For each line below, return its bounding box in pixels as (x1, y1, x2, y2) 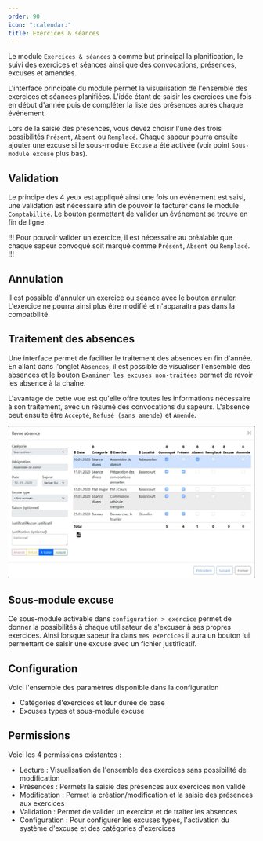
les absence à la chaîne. (8, 378, 86, 388)
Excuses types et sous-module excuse (19, 707, 145, 716)
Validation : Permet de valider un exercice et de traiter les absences (19, 806, 238, 816)
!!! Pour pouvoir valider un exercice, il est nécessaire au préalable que (8, 232, 233, 243)
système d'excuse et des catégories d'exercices (19, 823, 176, 832)
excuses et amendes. (8, 68, 77, 78)
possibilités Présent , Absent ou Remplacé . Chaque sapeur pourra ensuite (8, 132, 239, 141)
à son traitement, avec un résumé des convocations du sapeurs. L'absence (8, 401, 250, 411)
